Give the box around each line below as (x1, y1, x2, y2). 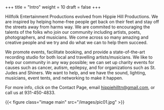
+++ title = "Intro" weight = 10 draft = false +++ (5, 4, 101, 10)
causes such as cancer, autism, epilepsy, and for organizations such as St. (5, 65, 156, 70)
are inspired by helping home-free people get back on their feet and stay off (5, 19, 160, 24)
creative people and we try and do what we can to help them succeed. (5, 40, 148, 45)
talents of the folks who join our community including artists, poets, (5, 29, 141, 35)
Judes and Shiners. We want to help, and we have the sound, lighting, (5, 70, 146, 75)
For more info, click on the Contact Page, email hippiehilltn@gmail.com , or (5, 85, 155, 90)
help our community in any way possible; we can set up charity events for (5, 60, 155, 65)
